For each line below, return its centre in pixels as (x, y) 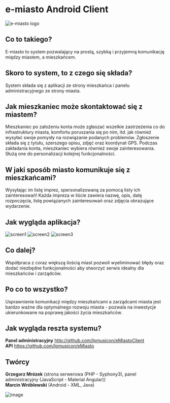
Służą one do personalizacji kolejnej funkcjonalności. (60, 154)
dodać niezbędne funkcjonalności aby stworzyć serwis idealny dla (75, 268)
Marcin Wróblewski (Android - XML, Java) (50, 385)
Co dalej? (20, 250)
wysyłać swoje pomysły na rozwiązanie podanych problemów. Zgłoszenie (82, 138)
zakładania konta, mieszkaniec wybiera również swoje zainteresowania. (80, 148)
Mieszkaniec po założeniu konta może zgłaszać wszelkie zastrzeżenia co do (85, 127)
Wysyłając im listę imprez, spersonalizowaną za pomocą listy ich (73, 190)
